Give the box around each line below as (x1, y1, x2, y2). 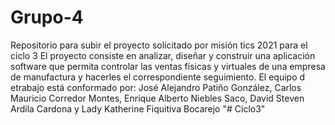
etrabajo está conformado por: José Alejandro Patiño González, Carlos (10, 81, 302, 93)
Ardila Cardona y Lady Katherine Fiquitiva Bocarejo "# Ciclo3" (10, 102, 266, 115)
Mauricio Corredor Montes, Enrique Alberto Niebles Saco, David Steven (10, 92, 305, 104)
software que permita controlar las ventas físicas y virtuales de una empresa (10, 60, 326, 72)
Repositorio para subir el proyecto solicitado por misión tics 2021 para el (10, 39, 308, 51)
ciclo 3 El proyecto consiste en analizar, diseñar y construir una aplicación (10, 49, 316, 61)
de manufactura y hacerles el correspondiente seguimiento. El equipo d (10, 71, 306, 83)
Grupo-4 (10, 6, 84, 29)
